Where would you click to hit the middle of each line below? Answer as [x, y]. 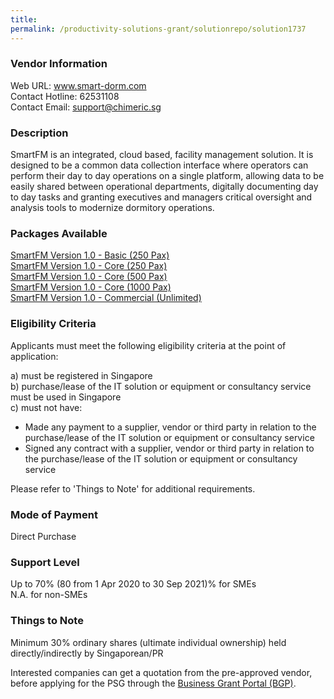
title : [24, 19]
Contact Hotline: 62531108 [65, 96]
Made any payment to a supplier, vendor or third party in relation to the [170, 427]
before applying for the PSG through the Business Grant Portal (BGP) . [153, 683]
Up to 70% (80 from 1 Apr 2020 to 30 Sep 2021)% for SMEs [133, 584]
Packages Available [59, 234]
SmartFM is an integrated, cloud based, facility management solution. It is [162, 155]
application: [34, 356]
